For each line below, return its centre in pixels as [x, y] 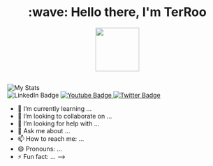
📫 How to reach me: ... [51, 139]
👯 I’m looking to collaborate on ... [65, 116]
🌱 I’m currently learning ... [54, 109]
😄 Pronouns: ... [40, 149]
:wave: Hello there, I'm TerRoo [117, 12]
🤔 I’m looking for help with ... [58, 123]
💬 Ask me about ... [44, 131]
